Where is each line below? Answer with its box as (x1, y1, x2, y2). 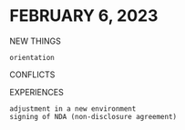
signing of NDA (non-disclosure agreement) (9, 112, 178, 121)
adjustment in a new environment (9, 104, 137, 114)
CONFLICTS (9, 69, 56, 80)
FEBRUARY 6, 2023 (9, 5, 159, 26)
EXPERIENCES (9, 86, 64, 97)
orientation (9, 53, 55, 62)
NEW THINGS (9, 35, 61, 46)
